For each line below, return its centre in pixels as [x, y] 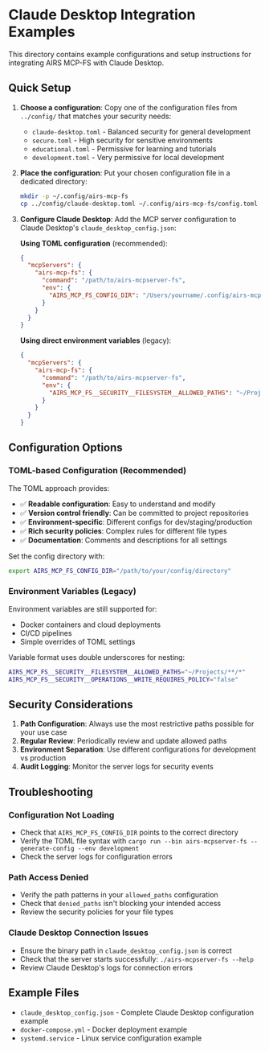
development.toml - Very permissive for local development [128, 157]
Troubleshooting [51, 791]
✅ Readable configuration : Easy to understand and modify [118, 504]
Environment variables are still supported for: [83, 608]
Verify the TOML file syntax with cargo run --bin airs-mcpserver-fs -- [139, 841]
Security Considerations [71, 705]
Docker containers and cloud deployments [90, 624]
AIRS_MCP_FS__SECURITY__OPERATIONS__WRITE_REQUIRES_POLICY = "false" [124, 679]
